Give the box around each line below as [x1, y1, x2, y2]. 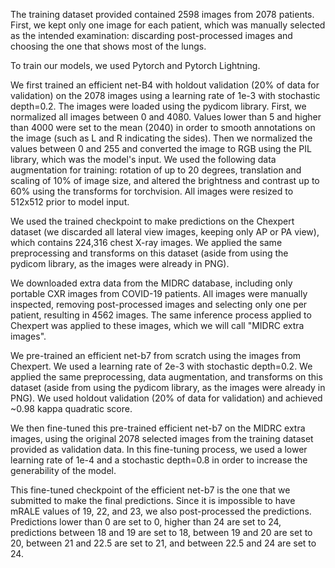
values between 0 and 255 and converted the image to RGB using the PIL [10, 143, 312, 154]
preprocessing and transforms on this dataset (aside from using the [10, 247, 289, 259]
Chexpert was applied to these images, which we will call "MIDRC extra [10, 320, 305, 331]
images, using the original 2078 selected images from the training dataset [10, 433, 314, 444]
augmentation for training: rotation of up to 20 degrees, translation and [10, 164, 302, 176]
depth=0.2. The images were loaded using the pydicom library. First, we [10, 100, 307, 112]
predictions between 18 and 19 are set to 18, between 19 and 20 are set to [10, 527, 313, 538]
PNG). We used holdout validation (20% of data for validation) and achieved [10, 392, 323, 404]
